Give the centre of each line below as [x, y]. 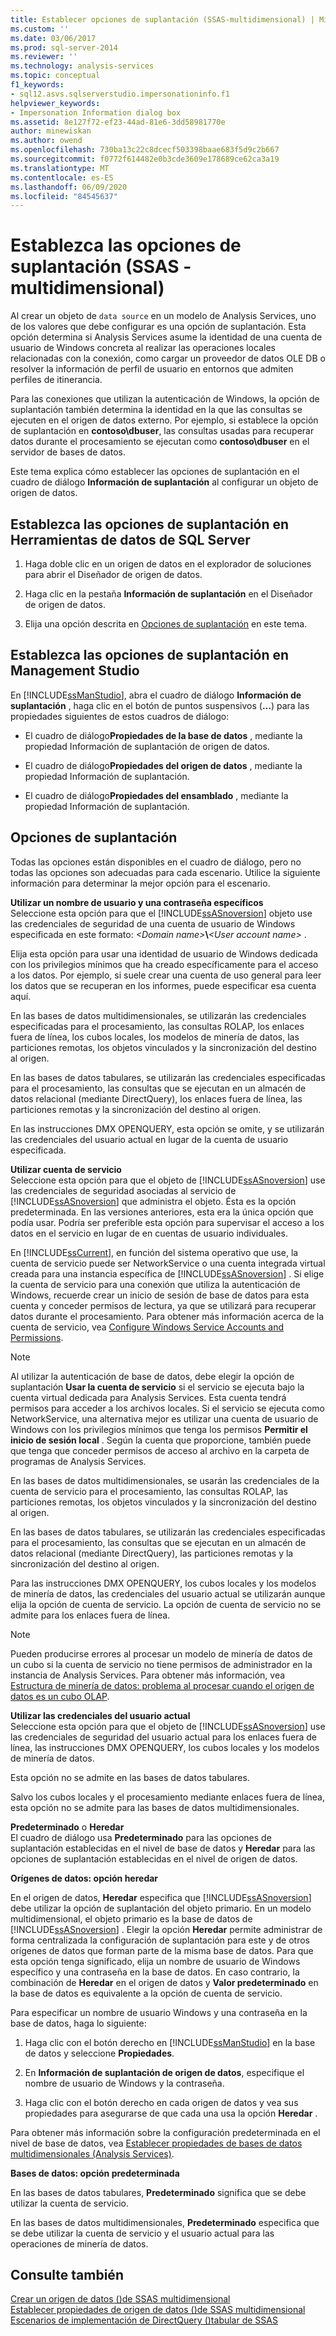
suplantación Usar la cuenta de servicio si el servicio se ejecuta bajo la [157, 1387]
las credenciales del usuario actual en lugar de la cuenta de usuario [149, 1139]
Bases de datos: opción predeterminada [95, 2173]
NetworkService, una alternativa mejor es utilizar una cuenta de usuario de [164, 1418]
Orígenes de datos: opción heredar [84, 1878]
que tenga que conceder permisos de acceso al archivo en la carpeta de [160, 1450]
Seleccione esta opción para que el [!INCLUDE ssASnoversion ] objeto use [161, 913]
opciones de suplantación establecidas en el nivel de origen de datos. [154, 1858]
